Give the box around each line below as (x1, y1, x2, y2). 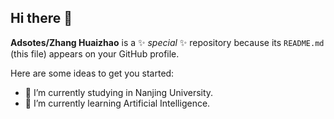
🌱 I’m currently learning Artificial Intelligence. (24, 97, 211, 109)
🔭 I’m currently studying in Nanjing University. (24, 86, 214, 98)
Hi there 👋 (10, 10, 73, 27)
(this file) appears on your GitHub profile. (10, 47, 180, 60)
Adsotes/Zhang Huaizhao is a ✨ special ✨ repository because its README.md (10, 36, 325, 48)
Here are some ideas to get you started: (10, 67, 175, 79)
